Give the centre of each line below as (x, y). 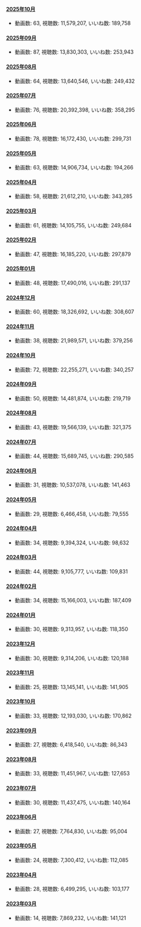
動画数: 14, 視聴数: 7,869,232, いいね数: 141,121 (70, 918)
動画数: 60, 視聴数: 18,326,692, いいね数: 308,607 (74, 312)
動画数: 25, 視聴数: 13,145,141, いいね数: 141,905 (71, 687)
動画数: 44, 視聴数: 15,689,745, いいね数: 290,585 (74, 456)
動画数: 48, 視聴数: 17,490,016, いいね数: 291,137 (72, 283)
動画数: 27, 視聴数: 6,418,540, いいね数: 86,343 (71, 745)
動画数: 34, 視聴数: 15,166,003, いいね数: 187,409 (73, 600)
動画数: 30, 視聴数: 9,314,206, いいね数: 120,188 (72, 658)
